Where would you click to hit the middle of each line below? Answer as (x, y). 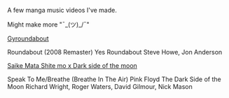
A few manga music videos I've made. (62, 10)
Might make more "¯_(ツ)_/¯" (48, 24)
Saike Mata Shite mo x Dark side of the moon (72, 65)
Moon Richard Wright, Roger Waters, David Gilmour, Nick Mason (100, 86)
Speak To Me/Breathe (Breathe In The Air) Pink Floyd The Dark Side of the (114, 79)
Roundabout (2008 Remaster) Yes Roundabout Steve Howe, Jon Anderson (115, 52)
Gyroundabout (28, 38)
